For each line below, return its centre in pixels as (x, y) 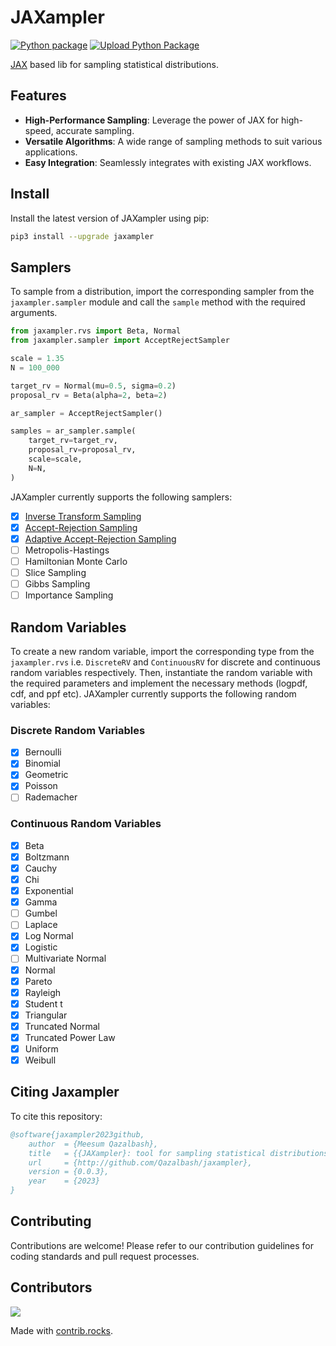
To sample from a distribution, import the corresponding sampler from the (162, 292)
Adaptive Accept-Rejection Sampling (100, 538)
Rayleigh (43, 992)
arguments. (34, 313)
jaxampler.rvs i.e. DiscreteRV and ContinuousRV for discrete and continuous (165, 662)
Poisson (41, 786)
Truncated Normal (62, 1026)
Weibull (40, 1060)
